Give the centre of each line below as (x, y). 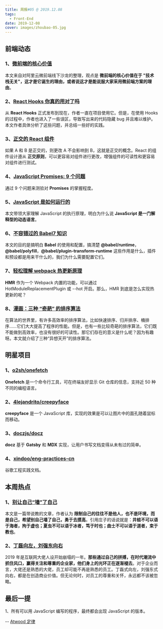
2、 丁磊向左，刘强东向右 (34, 546)
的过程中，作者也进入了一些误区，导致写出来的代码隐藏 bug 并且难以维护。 (80, 119)
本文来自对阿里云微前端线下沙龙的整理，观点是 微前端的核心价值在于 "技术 (80, 75)
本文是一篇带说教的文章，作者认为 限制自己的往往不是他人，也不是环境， (78, 514)
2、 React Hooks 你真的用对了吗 (42, 101)
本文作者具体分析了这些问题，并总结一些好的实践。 (56, 125)
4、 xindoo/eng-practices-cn (40, 459)
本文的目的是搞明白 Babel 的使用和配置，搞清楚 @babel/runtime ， (72, 245)
